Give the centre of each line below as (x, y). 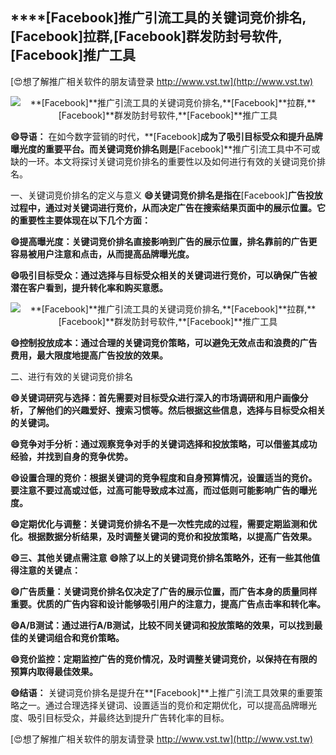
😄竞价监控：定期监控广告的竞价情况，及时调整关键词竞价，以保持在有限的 (164, 659)
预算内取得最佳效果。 (54, 671)
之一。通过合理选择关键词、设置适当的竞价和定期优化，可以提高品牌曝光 (167, 705)
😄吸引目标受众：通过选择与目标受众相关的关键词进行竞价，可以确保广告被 (164, 275)
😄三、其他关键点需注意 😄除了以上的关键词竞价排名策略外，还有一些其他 (161, 557)
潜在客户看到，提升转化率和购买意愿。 (89, 287)
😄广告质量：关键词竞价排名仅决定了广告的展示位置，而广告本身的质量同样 (164, 591)
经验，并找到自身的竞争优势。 (71, 456)
